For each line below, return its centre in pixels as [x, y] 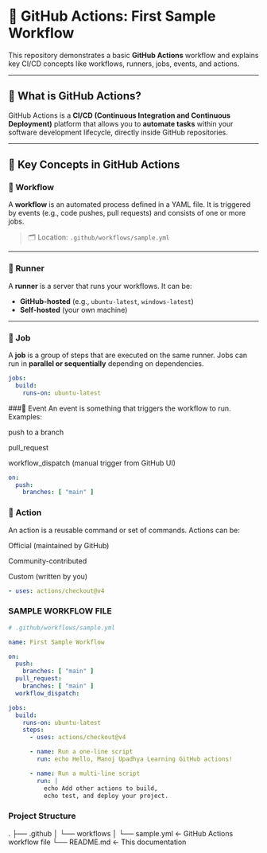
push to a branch [36, 432]
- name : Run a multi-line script [85, 773]
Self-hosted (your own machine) [74, 310]
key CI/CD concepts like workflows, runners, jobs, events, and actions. [124, 64]
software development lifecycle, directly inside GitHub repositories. [118, 132]
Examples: [25, 416]
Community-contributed [48, 561]
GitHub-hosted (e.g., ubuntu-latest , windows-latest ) [107, 301]
